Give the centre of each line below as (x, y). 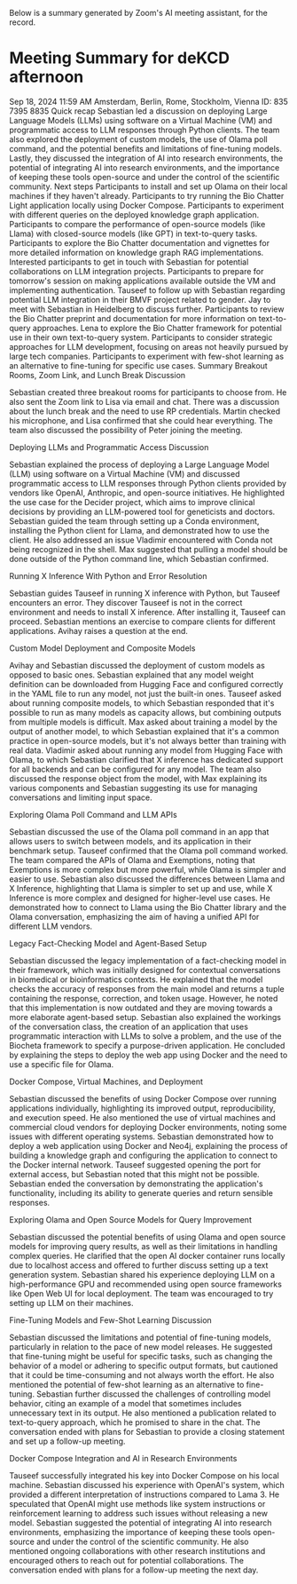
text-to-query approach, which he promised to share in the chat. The (135, 1422)
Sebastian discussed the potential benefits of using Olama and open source (148, 1237)
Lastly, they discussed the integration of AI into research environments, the (146, 158)
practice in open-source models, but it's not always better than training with (148, 741)
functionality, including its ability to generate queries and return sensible (141, 1192)
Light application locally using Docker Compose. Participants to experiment (147, 205)
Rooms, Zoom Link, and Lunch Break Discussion (98, 375)
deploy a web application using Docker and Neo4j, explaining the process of (148, 1145)
